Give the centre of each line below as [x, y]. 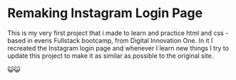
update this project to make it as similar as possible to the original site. [111, 56]
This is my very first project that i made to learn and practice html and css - [118, 33]
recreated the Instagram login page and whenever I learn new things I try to [118, 48]
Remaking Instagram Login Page [105, 13]
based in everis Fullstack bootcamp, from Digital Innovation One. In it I [110, 40]
